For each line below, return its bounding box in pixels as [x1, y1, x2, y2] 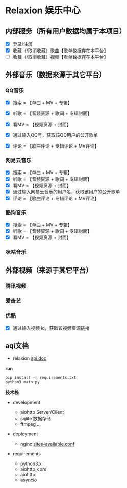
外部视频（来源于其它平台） [5, 266, 93, 275]
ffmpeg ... [20, 421, 41, 427]
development [12, 399, 41, 405]
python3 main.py [5, 379, 40, 384]
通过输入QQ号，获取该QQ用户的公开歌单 [12, 132, 98, 138]
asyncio [20, 477, 37, 483]
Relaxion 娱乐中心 [5, 5, 81, 16]
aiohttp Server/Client [20, 409, 64, 415]
